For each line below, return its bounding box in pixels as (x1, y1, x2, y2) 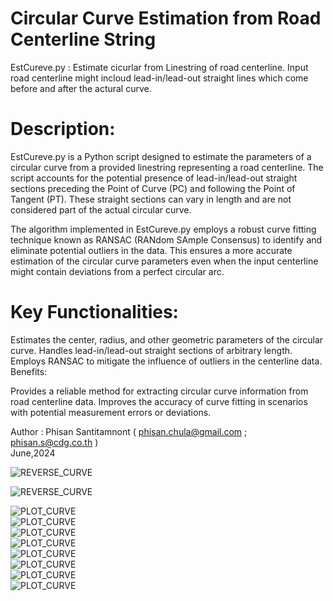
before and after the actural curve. (10, 82, 152, 94)
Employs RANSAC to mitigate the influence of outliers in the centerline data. (10, 355, 323, 367)
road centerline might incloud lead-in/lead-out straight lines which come (10, 72, 309, 84)
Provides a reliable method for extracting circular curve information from (10, 385, 309, 397)
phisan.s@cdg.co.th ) (10, 436, 99, 448)
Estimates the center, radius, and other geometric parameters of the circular (10, 333, 324, 346)
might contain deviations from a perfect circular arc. (10, 265, 225, 277)
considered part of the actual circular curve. (10, 203, 192, 216)
